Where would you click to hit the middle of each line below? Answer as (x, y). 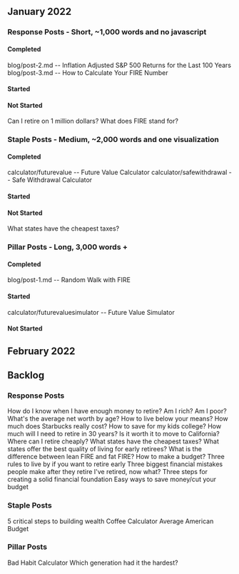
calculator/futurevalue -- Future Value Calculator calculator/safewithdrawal (117, 172)
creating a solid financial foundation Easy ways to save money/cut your (112, 479)
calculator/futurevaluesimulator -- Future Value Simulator (91, 312)
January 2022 (40, 12)
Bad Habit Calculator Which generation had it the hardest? (93, 563)
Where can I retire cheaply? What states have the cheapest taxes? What (113, 441)
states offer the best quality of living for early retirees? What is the (105, 449)
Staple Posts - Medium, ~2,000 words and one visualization (113, 140)
